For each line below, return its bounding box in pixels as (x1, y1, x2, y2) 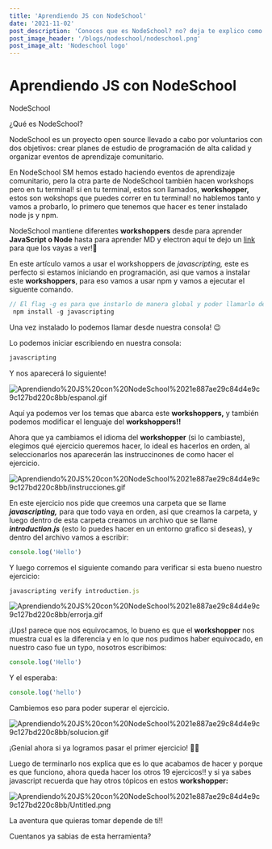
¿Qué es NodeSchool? (9, 119, 84, 129)
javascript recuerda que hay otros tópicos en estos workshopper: (9, 776, 228, 786)
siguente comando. (9, 284, 73, 295)
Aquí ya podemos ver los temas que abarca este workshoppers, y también (9, 408, 259, 418)
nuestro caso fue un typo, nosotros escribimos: (9, 643, 167, 653)
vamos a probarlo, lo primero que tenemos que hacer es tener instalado (9, 202, 249, 212)
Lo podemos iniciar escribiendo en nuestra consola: (9, 338, 182, 347)
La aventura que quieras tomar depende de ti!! (9, 816, 164, 826)
